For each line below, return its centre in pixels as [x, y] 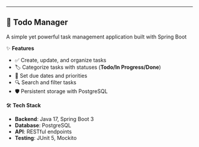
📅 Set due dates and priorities [51, 75]
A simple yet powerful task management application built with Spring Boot [97, 37]
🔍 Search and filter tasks [46, 82]
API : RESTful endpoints [43, 132]
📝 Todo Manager [37, 22]
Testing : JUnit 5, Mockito [46, 138]
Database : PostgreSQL [43, 125]
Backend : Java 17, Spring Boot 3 [54, 119]
